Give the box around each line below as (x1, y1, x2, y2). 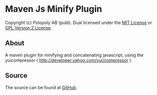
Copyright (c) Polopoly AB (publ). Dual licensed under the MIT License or (5, 20, 153, 25)
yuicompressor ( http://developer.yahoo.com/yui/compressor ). (5, 57, 133, 63)
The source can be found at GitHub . (5, 84, 77, 90)
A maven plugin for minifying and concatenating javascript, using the (5, 52, 144, 58)
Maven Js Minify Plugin (5, 3, 102, 15)
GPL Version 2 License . (5, 24, 52, 30)
